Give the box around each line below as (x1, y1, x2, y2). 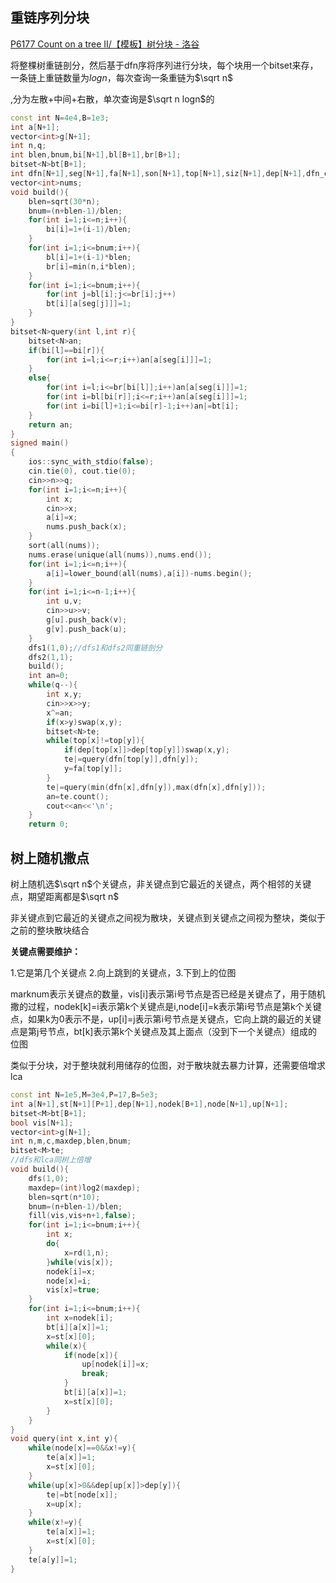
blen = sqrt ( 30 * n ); (28, 196, 101, 207)
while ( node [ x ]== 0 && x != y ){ (28, 1443, 137, 1453)
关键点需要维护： (10, 946, 81, 957)
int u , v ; (46, 596, 83, 607)
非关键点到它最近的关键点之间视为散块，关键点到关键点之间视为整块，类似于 (10, 912, 326, 923)
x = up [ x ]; (46, 1499, 83, 1509)
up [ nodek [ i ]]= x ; (81, 1359, 150, 1370)
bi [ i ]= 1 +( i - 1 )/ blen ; (46, 224, 132, 235)
